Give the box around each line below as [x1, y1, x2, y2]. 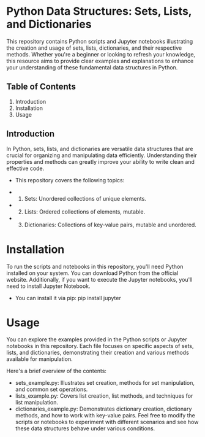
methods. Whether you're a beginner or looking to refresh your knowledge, [6, 50, 196, 58]
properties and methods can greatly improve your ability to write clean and [6, 158, 195, 165]
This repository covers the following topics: [15, 176, 125, 184]
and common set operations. [15, 385, 88, 393]
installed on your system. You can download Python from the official [6, 269, 179, 277]
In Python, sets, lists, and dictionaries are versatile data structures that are [6, 145, 194, 152]
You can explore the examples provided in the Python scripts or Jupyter [6, 336, 188, 343]
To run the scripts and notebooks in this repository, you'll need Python [6, 263, 184, 270]
